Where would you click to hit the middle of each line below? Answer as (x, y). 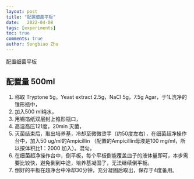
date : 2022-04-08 (30, 22)
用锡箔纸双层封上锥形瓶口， (48, 119)
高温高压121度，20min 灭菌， (49, 126)
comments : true (24, 39)
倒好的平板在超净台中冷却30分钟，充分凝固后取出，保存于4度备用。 (96, 170)
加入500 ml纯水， (36, 111)
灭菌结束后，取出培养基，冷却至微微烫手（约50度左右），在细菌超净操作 (100, 133)
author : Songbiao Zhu (32, 44)
